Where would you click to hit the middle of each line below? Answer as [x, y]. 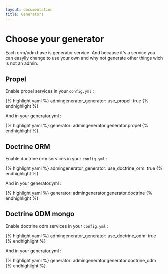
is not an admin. [22, 63]
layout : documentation [29, 10]
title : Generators [24, 14]
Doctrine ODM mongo [40, 214]
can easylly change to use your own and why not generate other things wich [84, 58]
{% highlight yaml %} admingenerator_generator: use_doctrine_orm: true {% [84, 168]
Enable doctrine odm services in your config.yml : [57, 226]
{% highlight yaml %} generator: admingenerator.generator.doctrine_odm [81, 260]
